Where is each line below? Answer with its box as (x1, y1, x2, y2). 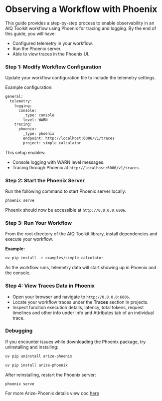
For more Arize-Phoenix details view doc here (5, 391, 100, 397)
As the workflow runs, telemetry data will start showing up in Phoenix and (5, 265, 157, 271)
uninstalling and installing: (5, 344, 59, 350)
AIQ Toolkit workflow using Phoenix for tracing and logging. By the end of (5, 25, 157, 31)
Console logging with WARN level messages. (12, 159, 105, 165)
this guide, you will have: (5, 30, 56, 36)
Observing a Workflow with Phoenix (5, 3, 158, 15)
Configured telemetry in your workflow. (12, 40, 93, 46)
